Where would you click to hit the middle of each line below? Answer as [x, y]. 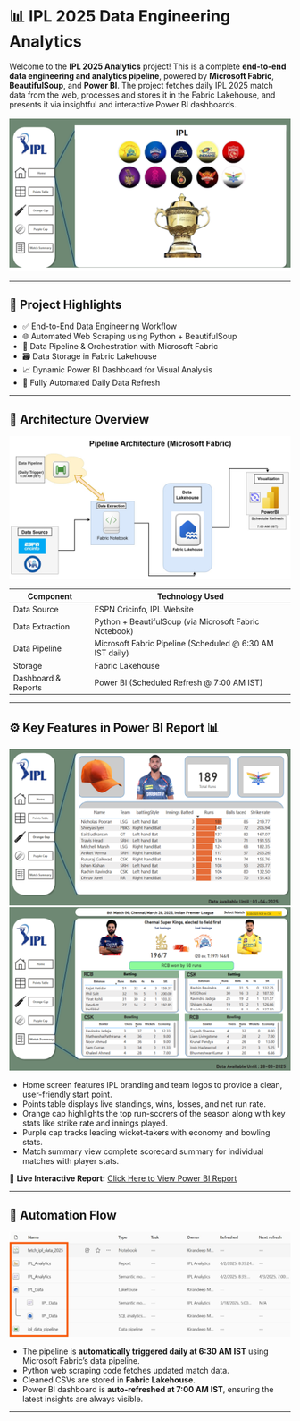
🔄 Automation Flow [63, 1215]
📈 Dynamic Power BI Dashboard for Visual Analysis [117, 370]
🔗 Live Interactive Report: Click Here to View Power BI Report [123, 1178]
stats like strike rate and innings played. [95, 1123]
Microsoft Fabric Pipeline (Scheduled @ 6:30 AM [184, 644]
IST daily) [112, 653]
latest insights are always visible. [83, 1399]
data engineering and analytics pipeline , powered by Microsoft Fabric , [142, 75]
